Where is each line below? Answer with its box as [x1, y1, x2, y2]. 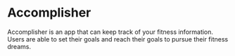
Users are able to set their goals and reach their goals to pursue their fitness [7, 35, 229, 43]
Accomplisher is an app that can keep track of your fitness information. [7, 28, 213, 36]
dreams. [7, 42, 32, 50]
